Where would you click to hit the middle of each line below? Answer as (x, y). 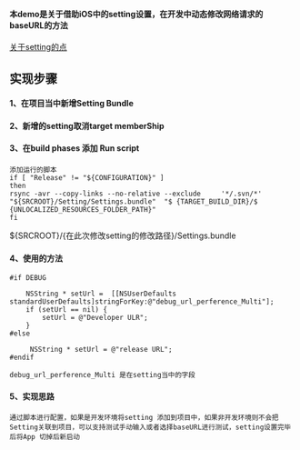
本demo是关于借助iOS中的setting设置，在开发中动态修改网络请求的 (136, 14)
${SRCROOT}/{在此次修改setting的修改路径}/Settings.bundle (123, 235)
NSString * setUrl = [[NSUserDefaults (101, 294)
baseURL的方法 (39, 25)
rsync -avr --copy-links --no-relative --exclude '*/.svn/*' (135, 194)
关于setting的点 (38, 47)
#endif (22, 358)
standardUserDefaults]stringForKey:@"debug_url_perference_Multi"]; (142, 302)
